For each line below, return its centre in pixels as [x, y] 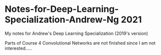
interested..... [18, 48]
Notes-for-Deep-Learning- [62, 9]
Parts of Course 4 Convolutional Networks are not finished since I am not [80, 43]
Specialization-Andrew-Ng [62, 20]
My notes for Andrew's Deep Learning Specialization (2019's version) [76, 33]
